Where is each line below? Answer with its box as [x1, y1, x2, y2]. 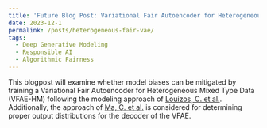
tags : [8, 33, 26, 42]
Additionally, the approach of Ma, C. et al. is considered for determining [8, 102, 242, 111]
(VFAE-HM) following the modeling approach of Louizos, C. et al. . [8, 94, 222, 104]
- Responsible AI [15, 48, 73, 56]
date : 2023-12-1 [8, 19, 62, 27]
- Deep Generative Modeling [15, 41, 109, 49]
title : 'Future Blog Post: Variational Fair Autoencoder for [8, 11, 215, 20]
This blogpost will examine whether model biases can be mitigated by [8, 77, 237, 87]
